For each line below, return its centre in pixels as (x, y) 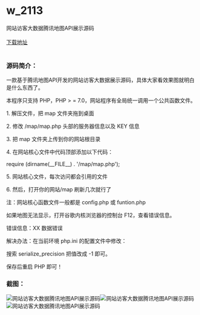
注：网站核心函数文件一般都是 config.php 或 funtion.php (76, 202)
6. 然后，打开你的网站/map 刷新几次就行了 (59, 190)
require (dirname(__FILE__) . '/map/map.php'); (63, 164)
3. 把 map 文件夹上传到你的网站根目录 (53, 139)
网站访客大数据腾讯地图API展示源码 (50, 28)
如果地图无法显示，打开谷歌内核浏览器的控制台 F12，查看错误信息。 (91, 215)
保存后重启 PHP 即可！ (34, 267)
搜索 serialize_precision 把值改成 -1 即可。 (59, 254)
